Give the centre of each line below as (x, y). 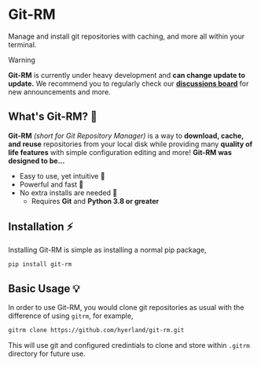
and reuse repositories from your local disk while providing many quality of (130, 144)
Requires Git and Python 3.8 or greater (95, 201)
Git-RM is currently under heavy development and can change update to (127, 75)
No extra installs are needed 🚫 (68, 192)
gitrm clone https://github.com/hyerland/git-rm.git (96, 331)
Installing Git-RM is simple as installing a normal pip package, (107, 250)
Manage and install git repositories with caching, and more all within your (127, 36)
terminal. (22, 44)
